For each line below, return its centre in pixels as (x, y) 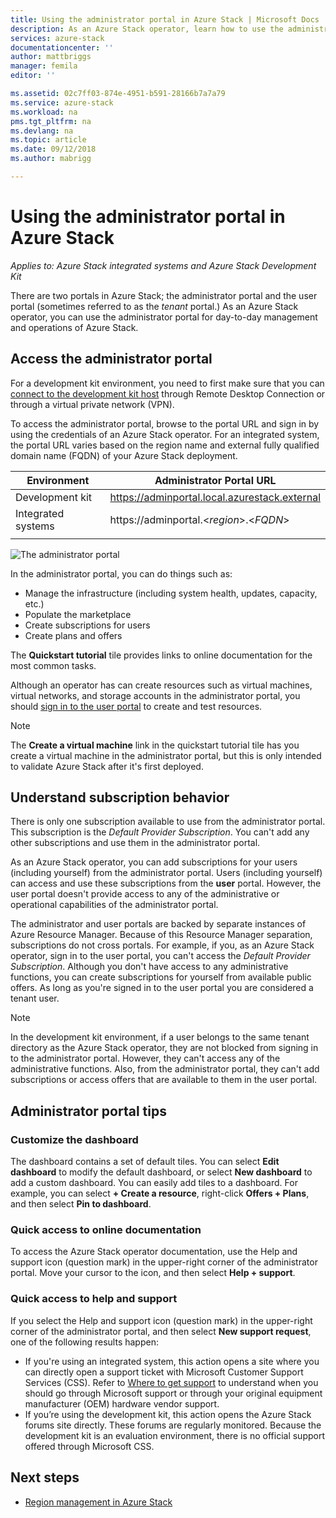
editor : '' (33, 76)
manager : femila (44, 66)
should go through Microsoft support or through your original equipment (173, 1393)
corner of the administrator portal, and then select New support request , (161, 1331)
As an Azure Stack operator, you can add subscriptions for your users (154, 862)
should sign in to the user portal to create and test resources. (136, 706)
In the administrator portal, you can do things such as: (121, 573)
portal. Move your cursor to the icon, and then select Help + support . (153, 1273)
